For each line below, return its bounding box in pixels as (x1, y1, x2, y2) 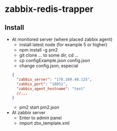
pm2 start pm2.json (19, 104, 59, 110)
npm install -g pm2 (19, 47, 58, 53)
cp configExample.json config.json (19, 58, 90, 63)
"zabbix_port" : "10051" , (16, 81, 68, 86)
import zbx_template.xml (19, 120, 70, 126)
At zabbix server (11, 110, 46, 116)
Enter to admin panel (19, 115, 62, 121)
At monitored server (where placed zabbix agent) (11, 36, 113, 42)
